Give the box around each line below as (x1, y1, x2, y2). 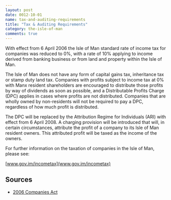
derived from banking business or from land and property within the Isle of (5, 56, 162, 62)
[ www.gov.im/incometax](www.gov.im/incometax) (5, 161, 111, 166)
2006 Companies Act (12, 189, 58, 195)
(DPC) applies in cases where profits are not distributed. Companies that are (5, 93, 166, 99)
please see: (5, 151, 30, 157)
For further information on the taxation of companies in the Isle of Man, (5, 145, 155, 151)
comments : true (5, 31, 38, 36)
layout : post (5, 7, 33, 13)
